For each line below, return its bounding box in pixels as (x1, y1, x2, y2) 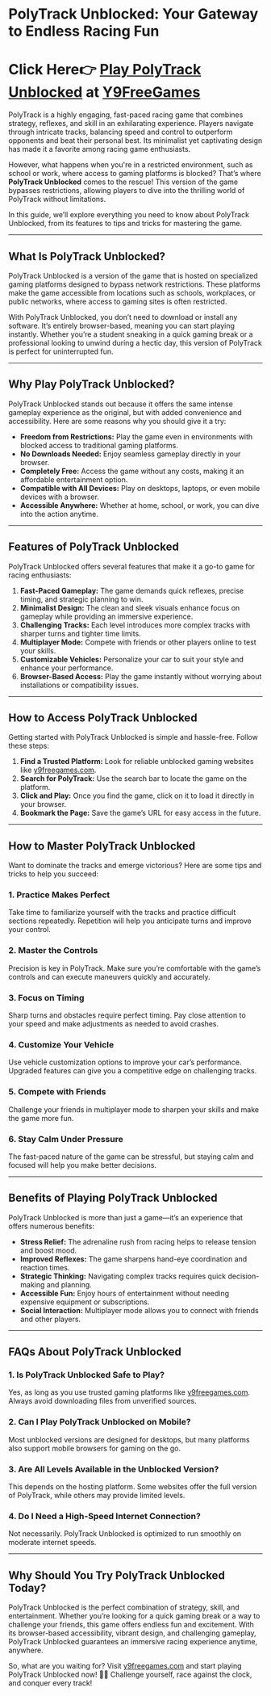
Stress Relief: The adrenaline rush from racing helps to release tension (19, 1236, 256, 1246)
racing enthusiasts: (8, 570, 72, 580)
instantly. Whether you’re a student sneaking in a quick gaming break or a (8, 329, 253, 339)
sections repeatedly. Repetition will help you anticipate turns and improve (8, 916, 252, 926)
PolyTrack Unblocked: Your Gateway (8, 5, 259, 23)
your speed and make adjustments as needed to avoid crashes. (8, 1019, 219, 1029)
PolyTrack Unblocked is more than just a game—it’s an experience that (8, 1212, 244, 1222)
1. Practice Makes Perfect (8, 889, 110, 900)
